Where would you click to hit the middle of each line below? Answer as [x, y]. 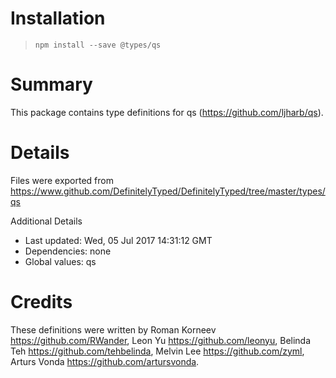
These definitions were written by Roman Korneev [113, 329]
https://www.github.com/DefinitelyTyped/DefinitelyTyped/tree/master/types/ [168, 191]
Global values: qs [60, 261]
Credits [41, 302]
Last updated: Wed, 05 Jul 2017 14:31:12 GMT [118, 240]
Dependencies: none [68, 251]
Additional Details [46, 221]
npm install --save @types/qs [98, 45]
